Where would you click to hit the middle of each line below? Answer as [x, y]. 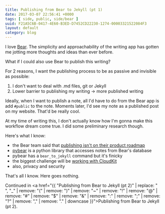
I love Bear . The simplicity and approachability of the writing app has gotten [82, 47]
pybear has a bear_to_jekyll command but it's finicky [67, 156]
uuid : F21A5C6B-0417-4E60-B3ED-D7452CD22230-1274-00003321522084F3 [76, 23]
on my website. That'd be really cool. [43, 111]
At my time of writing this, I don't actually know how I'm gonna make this [79, 121]
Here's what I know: [25, 136]
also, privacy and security [39, 166]
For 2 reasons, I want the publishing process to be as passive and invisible [81, 71]
